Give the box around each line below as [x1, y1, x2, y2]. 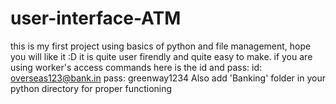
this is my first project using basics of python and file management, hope [10, 40, 312, 52]
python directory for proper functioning [10, 82, 173, 94]
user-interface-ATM [10, 7, 182, 30]
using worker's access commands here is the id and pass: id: [10, 61, 263, 73]
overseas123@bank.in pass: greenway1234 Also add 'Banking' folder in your [10, 72, 326, 84]
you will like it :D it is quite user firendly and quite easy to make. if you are [10, 50, 313, 62]
